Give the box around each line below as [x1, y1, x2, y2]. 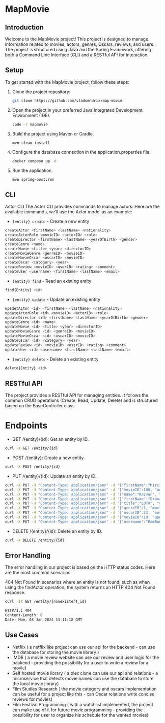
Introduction [5, 23, 44, 32]
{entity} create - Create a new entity [12, 218, 89, 225]
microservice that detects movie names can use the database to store [12, 675, 154, 681]
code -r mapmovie [12, 122, 48, 127]
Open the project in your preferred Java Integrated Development [12, 107, 143, 113]
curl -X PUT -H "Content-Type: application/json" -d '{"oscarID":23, [5, 510, 151, 515]
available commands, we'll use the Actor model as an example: [5, 209, 133, 215]
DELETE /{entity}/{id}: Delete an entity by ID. [12, 528, 102, 534]
